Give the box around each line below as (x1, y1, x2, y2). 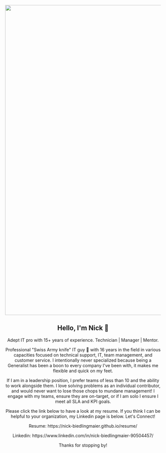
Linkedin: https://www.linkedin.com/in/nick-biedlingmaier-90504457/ (12, 432, 154, 439)
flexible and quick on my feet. (52, 368, 114, 374)
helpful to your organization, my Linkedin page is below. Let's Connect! (10, 413, 156, 419)
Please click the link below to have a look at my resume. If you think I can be (5, 408, 161, 414)
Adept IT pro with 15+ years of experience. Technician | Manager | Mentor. (7, 337, 159, 343)
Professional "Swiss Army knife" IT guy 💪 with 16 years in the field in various (5, 346, 161, 352)
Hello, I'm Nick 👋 (57, 324, 109, 332)
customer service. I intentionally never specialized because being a (14, 357, 152, 363)
